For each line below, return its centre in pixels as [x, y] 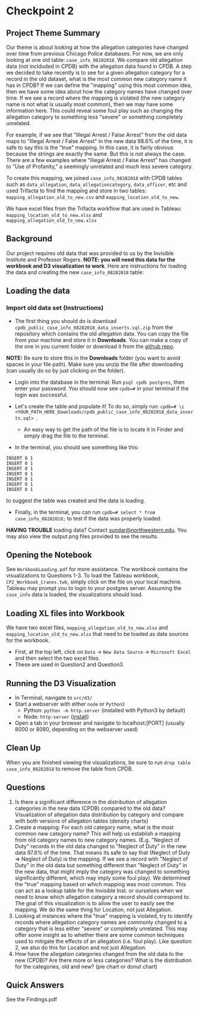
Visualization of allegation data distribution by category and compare [99, 814]
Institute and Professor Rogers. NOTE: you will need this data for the [91, 259]
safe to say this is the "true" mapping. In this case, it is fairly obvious [90, 148]
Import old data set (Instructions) [55, 308]
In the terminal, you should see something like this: [77, 447]
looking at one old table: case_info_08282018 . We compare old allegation [94, 60]
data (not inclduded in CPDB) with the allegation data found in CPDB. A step [99, 66]
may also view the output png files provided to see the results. [82, 536]
